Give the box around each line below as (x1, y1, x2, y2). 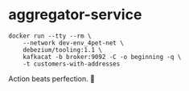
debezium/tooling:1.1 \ (23, 45, 103, 53)
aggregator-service (8, 6, 142, 24)
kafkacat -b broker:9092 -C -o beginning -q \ (23, 53, 182, 61)
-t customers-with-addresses (23, 60, 121, 68)
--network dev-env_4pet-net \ (23, 38, 125, 47)
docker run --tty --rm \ (8, 32, 92, 40)
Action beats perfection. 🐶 (8, 73, 95, 83)
